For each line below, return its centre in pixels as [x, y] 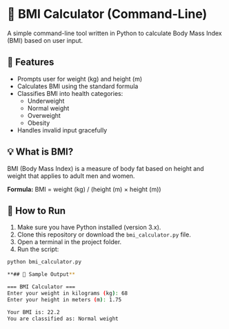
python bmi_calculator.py [44, 262]
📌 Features [31, 62]
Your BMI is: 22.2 [33, 312]
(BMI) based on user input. [45, 40]
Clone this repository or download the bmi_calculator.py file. [104, 235]
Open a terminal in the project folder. [69, 242]
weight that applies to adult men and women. [71, 176]
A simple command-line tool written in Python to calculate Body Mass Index [114, 33]
